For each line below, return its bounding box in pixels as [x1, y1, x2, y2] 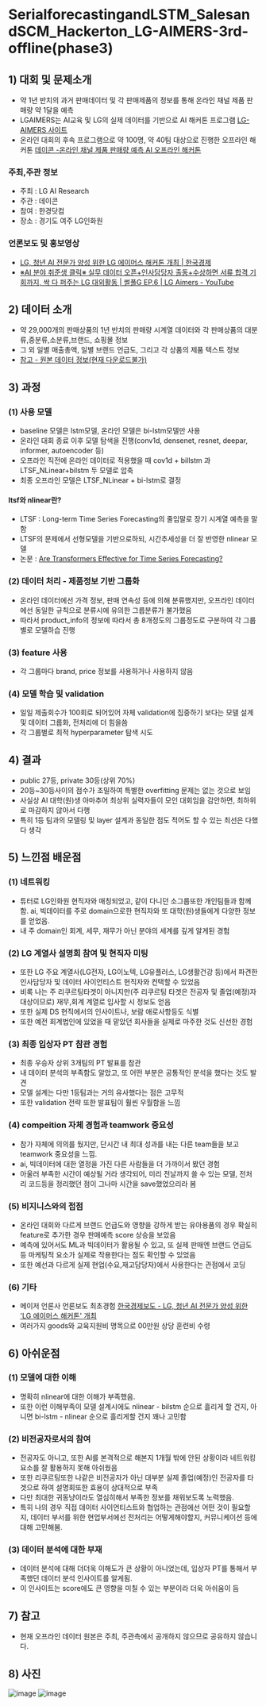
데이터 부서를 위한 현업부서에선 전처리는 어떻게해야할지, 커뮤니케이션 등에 [30, 1512, 258, 1522]
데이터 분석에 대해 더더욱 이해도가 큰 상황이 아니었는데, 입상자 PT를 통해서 [19, 1564, 249, 1573]
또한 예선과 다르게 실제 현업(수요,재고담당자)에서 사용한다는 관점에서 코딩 [19, 1260, 246, 1269]
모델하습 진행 [34, 625, 75, 634]
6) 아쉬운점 [8, 1346, 60, 1360]
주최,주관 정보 [8, 167, 58, 178]
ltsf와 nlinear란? [8, 495, 62, 505]
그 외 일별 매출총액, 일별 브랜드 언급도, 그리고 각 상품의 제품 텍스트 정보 [19, 345, 240, 355]
